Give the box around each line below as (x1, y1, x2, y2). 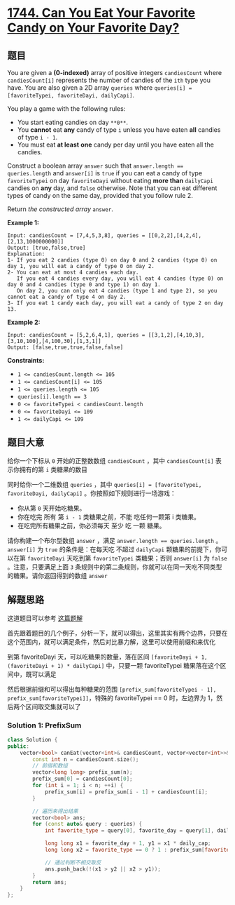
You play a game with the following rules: (7, 105, 126, 113)
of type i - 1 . (17, 133, 58, 141)
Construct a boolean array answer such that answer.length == (7, 161, 184, 170)
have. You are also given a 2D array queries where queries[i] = (7, 83, 192, 92)
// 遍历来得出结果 (32, 807, 78, 814)
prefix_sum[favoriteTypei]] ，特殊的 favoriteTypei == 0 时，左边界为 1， (7, 693, 217, 702)
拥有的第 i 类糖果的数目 (19, 465, 88, 474)
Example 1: (7, 219, 40, 227)
